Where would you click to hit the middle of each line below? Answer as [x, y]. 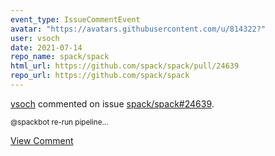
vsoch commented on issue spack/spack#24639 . [112, 103]
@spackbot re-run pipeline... [59, 122]
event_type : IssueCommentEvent [75, 19]
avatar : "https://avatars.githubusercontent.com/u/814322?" [138, 29]
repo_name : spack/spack [60, 57]
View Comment [42, 140]
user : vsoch [35, 38]
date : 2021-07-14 [46, 47]
